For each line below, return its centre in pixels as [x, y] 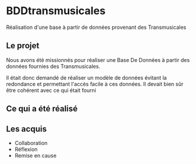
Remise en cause [36, 155]
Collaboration [31, 143]
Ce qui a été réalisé [42, 109]
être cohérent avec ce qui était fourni [51, 90]
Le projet [23, 46]
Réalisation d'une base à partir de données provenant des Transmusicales [96, 27]
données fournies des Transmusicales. [53, 66]
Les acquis [27, 129]
